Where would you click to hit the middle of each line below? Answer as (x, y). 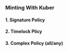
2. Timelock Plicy (24, 32)
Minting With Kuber (30, 8)
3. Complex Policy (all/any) (34, 43)
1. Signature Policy (25, 20)
